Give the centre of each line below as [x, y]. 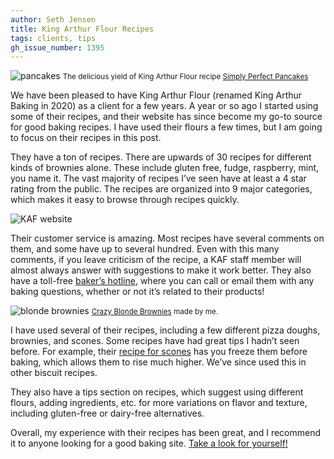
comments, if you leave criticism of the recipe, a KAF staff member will [156, 260]
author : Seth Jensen [53, 19]
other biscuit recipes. [54, 373]
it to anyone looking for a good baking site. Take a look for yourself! [149, 443]
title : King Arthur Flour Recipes [82, 29]
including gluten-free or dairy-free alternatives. [107, 413]
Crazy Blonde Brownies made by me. [155, 312]
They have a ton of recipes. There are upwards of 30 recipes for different [161, 157]
